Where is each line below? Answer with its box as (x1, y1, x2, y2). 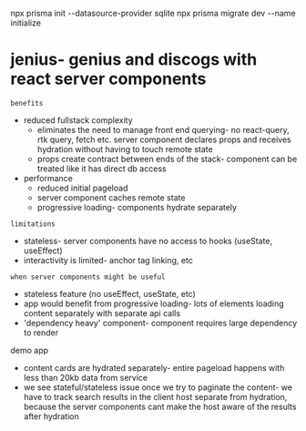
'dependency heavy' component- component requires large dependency (23, 317, 298, 328)
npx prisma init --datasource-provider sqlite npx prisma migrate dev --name (10, 8, 296, 18)
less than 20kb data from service (23, 372, 148, 383)
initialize (10, 17, 42, 28)
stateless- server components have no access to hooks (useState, (23, 235, 273, 246)
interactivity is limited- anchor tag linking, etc (23, 254, 194, 265)
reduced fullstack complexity (23, 114, 133, 126)
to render (23, 327, 59, 338)
